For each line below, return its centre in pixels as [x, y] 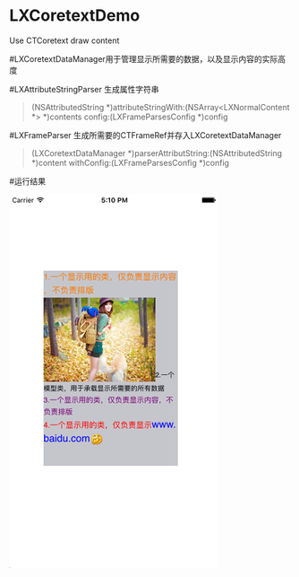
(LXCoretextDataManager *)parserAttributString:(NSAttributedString [157, 153]
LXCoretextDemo [75, 16]
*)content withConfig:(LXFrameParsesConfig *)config [130, 162]
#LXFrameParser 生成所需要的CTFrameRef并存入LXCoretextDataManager [145, 135]
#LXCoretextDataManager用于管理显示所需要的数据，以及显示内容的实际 [144, 58]
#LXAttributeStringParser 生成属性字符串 [84, 89]
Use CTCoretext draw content [64, 40]
